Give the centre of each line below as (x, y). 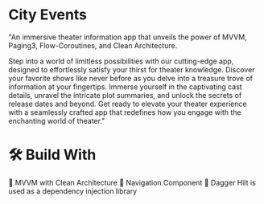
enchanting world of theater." (57, 120)
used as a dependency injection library (73, 191)
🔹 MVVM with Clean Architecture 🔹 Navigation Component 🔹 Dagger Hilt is (132, 182)
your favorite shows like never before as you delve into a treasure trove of (131, 78)
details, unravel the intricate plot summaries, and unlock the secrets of (125, 95)
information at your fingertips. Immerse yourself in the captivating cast (126, 87)
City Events (47, 15)
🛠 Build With (52, 155)
